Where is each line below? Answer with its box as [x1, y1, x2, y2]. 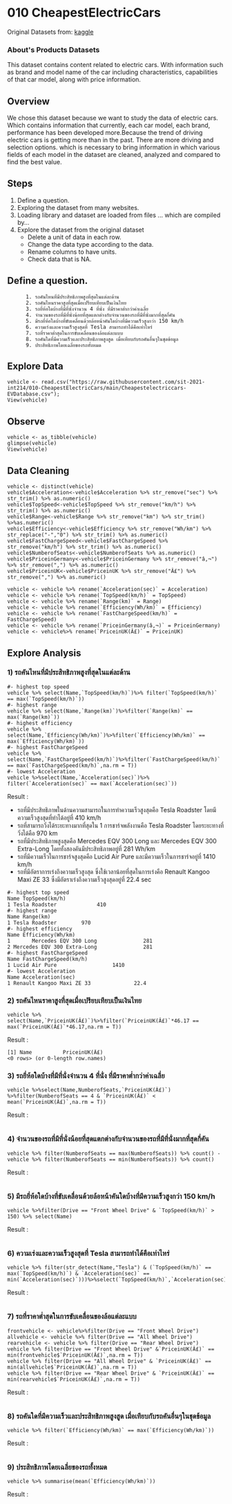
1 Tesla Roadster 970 [7, 919, 91, 926]
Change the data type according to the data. [27, 240, 154, 248]
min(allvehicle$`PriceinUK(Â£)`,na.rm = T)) [7, 1364, 137, 1371]
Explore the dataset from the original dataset [17, 225, 144, 234]
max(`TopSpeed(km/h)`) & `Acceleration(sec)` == [7, 1270, 150, 1277]
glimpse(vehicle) [7, 440, 57, 447]
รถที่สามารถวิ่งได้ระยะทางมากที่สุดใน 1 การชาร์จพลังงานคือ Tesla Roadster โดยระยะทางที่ [17, 821, 224, 829]
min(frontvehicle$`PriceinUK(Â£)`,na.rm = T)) [7, 1351, 144, 1359]
